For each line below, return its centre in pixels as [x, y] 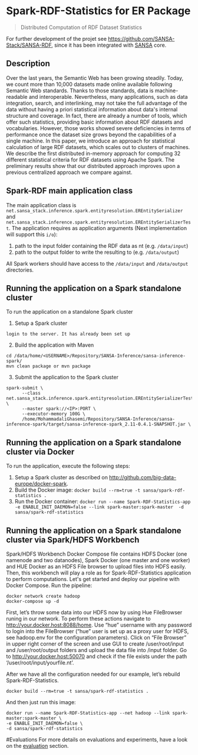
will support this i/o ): [32, 234]
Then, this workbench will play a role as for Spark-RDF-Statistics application [99, 573]
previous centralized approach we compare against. [69, 172]
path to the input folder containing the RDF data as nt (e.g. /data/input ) [101, 246]
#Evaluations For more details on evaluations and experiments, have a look [97, 740]
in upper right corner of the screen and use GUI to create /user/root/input [95, 644]
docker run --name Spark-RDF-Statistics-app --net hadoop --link [88, 713]
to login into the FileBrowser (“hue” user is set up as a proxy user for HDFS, [98, 631]
